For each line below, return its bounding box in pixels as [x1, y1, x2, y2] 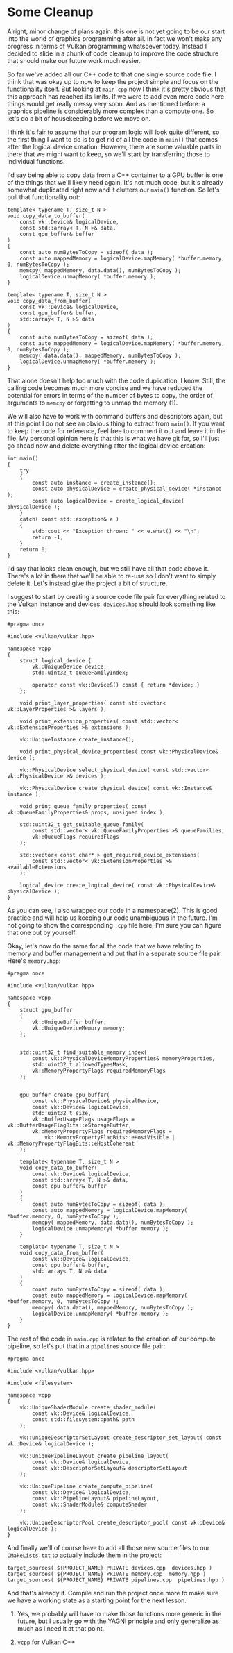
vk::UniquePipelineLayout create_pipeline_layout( [19, 1452, 169, 1459]
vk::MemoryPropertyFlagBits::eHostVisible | [44, 1134, 175, 1141]
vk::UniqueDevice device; [32, 663, 107, 670]
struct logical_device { [19, 657, 92, 664]
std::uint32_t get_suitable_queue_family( [19, 821, 144, 828]
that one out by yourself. [7, 928, 78, 937]
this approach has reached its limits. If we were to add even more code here [7, 92, 225, 101]
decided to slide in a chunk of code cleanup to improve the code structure [7, 49, 219, 58]
